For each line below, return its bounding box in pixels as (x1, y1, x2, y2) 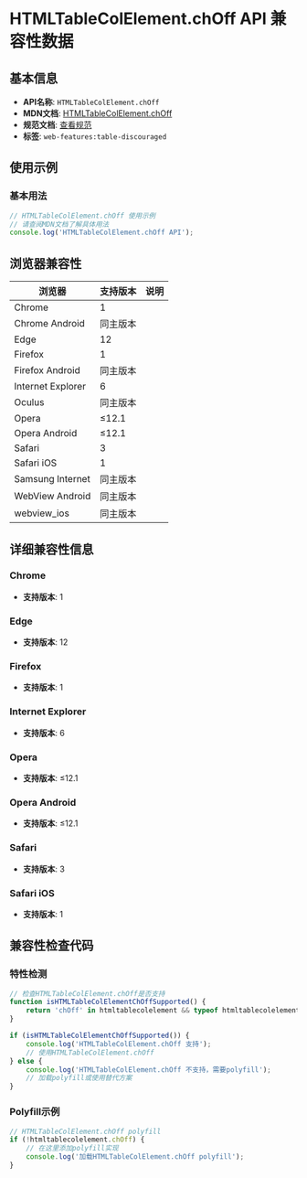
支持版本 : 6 (22, 727, 66, 738)
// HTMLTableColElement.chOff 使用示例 (9, 211, 156, 220)
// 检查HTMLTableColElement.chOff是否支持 (9, 989, 165, 998)
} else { (9, 1056, 43, 1066)
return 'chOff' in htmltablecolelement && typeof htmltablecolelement (26, 1006, 301, 1015)
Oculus (14, 396, 45, 409)
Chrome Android (14, 317, 85, 330)
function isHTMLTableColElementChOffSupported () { (9, 998, 206, 1007)
